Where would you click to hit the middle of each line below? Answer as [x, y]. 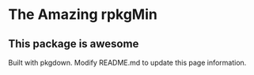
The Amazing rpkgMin [83, 15]
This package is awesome [74, 44]
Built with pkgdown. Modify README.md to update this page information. [127, 62]
